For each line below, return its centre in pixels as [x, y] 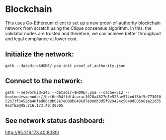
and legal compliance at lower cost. [41, 39]
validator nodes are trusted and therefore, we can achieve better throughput [83, 33]
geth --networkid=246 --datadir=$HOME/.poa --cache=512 [64, 92]
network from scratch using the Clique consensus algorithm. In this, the [78, 28]
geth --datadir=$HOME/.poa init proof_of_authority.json [65, 66]
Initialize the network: [40, 54]
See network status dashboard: [55, 120]
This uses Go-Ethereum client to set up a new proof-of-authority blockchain [83, 23]
